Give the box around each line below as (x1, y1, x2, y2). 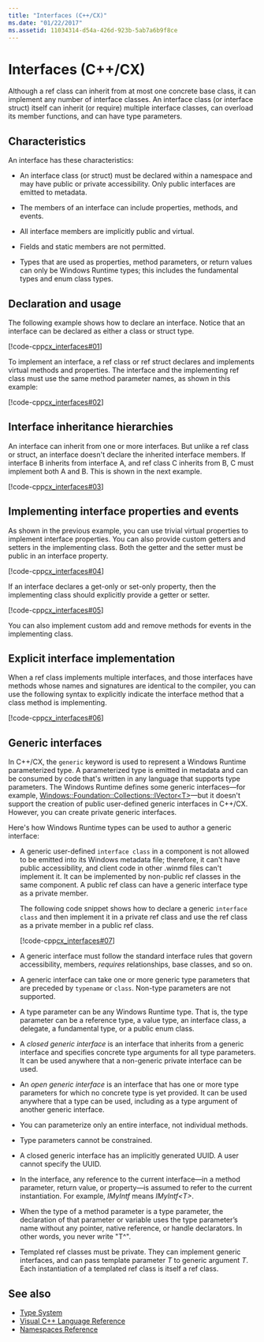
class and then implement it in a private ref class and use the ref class (19, 912, 248, 922)
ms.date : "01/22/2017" (8, 19, 83, 27)
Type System (19, 1308, 63, 1317)
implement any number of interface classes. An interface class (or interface (8, 95, 254, 104)
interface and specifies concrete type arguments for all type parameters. (19, 1048, 256, 1057)
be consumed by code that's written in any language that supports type (8, 774, 241, 783)
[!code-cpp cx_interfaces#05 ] (8, 605, 104, 615)
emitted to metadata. (19, 187, 87, 198)
